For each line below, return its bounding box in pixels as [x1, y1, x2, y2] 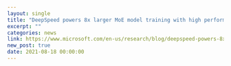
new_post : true [7, 42, 51, 49]
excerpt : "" [7, 23, 41, 30]
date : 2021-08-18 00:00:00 [7, 49, 85, 56]
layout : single [7, 10, 51, 17]
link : [7, 36, 23, 43]
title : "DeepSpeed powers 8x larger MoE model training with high [7, 16, 201, 23]
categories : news [7, 29, 57, 36]
